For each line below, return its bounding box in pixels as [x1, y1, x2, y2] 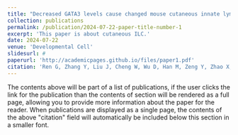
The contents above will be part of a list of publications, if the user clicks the [7, 82, 230, 91]
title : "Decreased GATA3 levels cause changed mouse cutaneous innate [7, 10, 220, 18]
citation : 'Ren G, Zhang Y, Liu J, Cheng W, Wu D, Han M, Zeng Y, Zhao [7, 63, 223, 70]
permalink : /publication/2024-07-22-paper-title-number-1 [7, 23, 182, 31]
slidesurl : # [7, 50, 46, 58]
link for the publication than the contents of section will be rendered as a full [7, 90, 229, 99]
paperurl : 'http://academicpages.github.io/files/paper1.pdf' [7, 57, 195, 64]
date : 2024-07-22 [7, 37, 59, 44]
